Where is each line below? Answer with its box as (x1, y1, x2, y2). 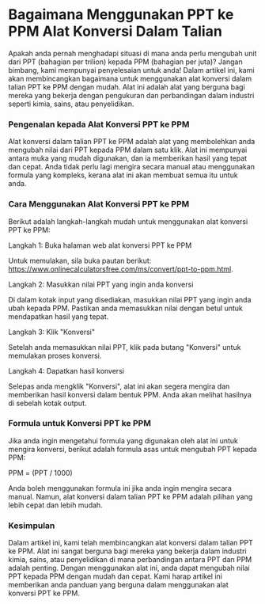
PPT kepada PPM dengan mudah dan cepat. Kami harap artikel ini (8, 572, 223, 581)
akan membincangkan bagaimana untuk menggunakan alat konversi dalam (8, 74, 252, 83)
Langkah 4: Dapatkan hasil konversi (8, 366, 125, 375)
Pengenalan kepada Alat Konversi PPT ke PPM (8, 119, 190, 130)
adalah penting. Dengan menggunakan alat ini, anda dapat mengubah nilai (8, 564, 251, 573)
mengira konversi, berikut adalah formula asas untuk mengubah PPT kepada (8, 444, 257, 454)
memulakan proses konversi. (8, 351, 102, 360)
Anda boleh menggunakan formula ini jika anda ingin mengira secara (8, 483, 232, 492)
